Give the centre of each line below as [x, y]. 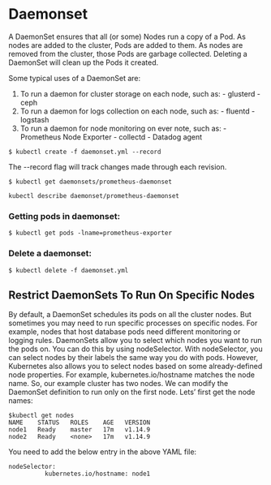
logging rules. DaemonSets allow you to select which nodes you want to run [135, 341]
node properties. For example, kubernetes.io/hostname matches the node [132, 375]
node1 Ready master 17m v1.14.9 [80, 430]
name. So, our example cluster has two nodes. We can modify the [118, 384]
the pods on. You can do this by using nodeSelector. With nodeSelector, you [135, 349]
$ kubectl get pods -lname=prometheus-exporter [90, 233]
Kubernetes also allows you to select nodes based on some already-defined [135, 367]
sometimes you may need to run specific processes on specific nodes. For [133, 323]
